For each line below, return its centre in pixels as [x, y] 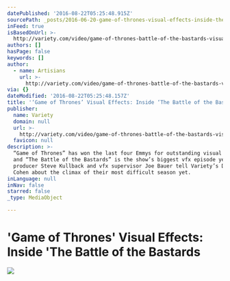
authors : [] [24, 45]
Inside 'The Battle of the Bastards [104, 252]
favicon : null [33, 141]
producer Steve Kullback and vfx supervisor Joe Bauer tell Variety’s [116, 166]
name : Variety [33, 115]
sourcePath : [24, 20]
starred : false [29, 191]
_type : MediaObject [35, 198]
